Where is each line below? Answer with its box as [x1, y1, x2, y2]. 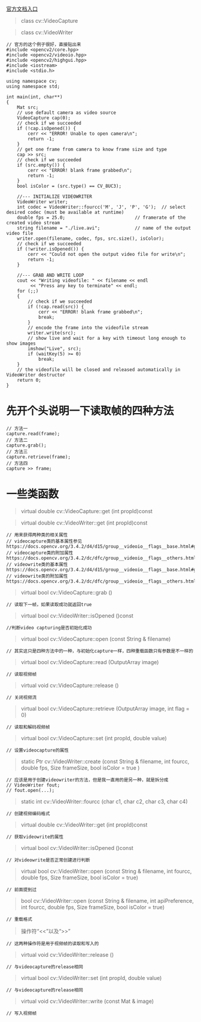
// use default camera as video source [17, 110, 117, 116]
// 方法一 [6, 425, 28, 432]
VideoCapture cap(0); [17, 115, 71, 121]
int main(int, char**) [6, 94, 63, 100]
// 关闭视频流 [6, 694, 37, 700]
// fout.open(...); [6, 787, 55, 793]
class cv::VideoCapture [20, 17, 78, 24]
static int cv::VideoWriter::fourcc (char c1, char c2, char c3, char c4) [20, 798, 188, 805]
